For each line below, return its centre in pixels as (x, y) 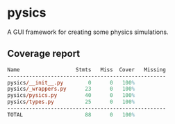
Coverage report (44, 54)
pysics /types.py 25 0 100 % (71, 102)
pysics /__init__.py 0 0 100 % (71, 82)
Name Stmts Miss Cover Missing (87, 70)
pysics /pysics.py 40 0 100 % (71, 96)
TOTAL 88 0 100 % (71, 115)
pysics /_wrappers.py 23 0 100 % (71, 89)
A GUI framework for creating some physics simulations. (88, 32)
